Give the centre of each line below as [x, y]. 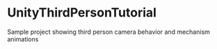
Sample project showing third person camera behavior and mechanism [109, 32]
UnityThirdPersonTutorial [82, 13]
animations [23, 39]
